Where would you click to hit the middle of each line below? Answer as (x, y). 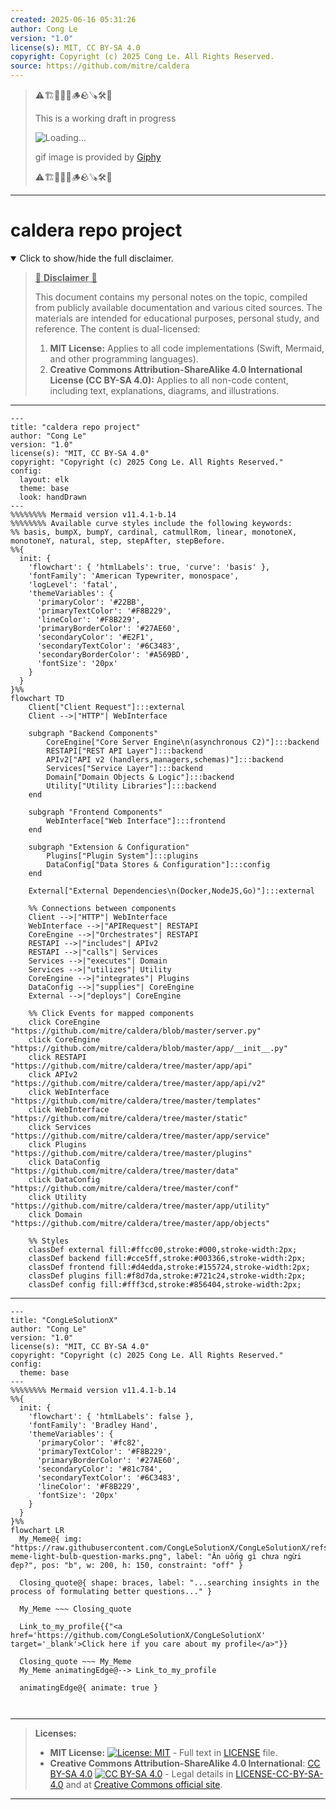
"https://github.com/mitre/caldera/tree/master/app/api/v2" (138, 1083)
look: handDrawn (53, 497)
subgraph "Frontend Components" (95, 812)
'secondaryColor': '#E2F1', (95, 637)
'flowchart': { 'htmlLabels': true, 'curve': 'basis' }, (149, 567)
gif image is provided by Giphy (98, 157)
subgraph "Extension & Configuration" (109, 847)
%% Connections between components (102, 908)
